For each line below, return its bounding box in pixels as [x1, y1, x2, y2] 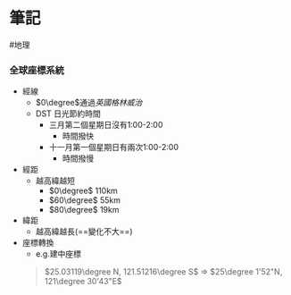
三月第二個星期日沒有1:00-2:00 [48, 120, 163, 131]
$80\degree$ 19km [48, 205, 120, 215]
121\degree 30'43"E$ [44, 276, 122, 287]
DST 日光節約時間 [35, 108, 101, 119]
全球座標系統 [9, 63, 65, 76]
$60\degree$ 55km [48, 195, 121, 206]
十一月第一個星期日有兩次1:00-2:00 [48, 142, 179, 153]
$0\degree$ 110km [48, 185, 118, 197]
